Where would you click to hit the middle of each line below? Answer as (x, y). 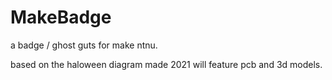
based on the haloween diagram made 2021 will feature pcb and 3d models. (166, 64)
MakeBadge (61, 17)
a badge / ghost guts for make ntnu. (84, 45)
